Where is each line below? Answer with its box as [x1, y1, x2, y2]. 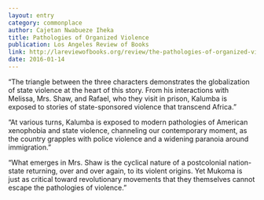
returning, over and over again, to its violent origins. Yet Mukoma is [26, 166, 243, 176]
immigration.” [8, 143, 52, 152]
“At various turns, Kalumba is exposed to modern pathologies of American [8, 117, 248, 127]
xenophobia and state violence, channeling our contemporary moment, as [8, 125, 247, 135]
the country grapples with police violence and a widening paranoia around [8, 134, 249, 143]
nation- [228, 157, 252, 167]
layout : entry [8, 11, 55, 20]
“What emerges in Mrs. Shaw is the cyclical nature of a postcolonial [8, 157, 227, 167]
